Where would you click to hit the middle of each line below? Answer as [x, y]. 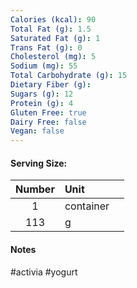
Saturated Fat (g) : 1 [55, 38]
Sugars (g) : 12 [42, 94]
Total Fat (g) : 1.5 [51, 29]
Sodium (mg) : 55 [44, 66]
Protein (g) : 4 [42, 103]
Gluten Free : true [48, 112]
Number [35, 189]
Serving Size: [39, 163]
